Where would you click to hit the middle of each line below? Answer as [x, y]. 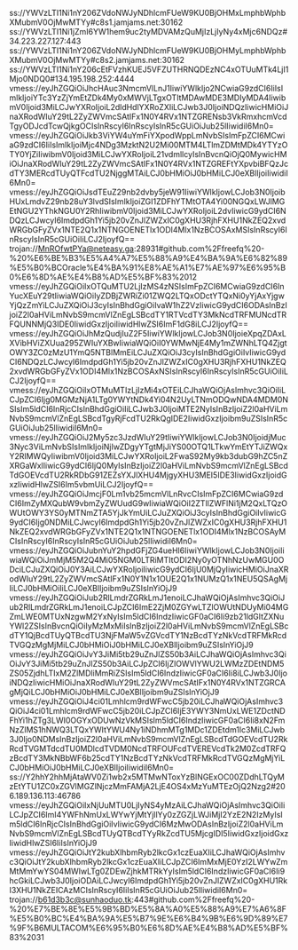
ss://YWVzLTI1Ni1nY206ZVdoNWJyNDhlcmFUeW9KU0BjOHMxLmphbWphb [148, 13]
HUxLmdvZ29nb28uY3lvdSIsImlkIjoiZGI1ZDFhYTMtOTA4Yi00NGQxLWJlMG [147, 202]
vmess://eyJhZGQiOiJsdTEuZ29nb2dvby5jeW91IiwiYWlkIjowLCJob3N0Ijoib [147, 192]
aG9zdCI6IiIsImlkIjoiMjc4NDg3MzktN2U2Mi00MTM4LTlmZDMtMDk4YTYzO [149, 145]
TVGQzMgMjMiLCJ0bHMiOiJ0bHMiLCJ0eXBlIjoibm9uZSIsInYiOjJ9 [132, 645]
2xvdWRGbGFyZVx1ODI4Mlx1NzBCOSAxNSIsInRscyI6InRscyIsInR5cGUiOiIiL [149, 371]
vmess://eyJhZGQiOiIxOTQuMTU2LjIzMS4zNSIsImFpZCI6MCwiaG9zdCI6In [147, 286]
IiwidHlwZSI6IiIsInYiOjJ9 [53, 843]
